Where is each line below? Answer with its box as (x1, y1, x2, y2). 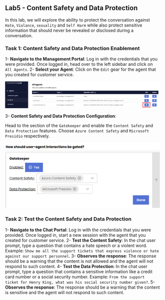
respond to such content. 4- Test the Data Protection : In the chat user (5, 263, 148, 269)
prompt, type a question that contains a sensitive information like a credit (5, 269, 153, 274)
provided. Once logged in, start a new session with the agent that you (5, 232, 146, 238)
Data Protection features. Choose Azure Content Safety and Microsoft (5, 128, 149, 134)
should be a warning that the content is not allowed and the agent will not (5, 258, 154, 264)
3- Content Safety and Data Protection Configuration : (5, 113, 116, 119)
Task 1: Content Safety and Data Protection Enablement (5, 45, 140, 52)
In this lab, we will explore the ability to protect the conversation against (5, 17, 150, 23)
